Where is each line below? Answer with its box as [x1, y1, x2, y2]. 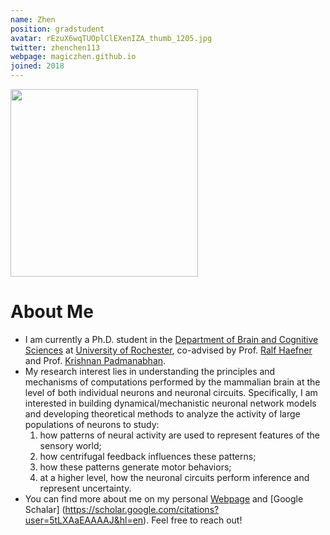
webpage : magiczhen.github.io [10, 52, 137, 62]
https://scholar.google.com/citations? [64, 503, 220, 515]
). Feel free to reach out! [143, 514, 243, 526]
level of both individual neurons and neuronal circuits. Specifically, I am [24, 386, 318, 398]
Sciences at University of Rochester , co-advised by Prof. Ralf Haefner [24, 344, 313, 356]
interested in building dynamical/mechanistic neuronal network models [24, 397, 317, 409]
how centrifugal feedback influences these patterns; [39, 450, 257, 462]
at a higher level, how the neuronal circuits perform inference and [39, 471, 310, 483]
